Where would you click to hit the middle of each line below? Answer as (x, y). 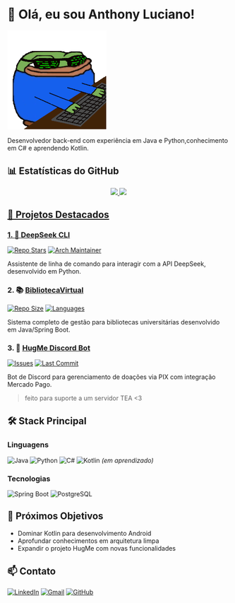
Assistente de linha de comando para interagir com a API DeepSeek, (107, 264)
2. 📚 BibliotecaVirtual (46, 291)
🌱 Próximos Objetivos (55, 516)
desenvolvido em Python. (44, 271)
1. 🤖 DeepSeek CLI (39, 235)
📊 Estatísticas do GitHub (63, 171)
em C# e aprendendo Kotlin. (48, 148)
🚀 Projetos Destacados (58, 215)
